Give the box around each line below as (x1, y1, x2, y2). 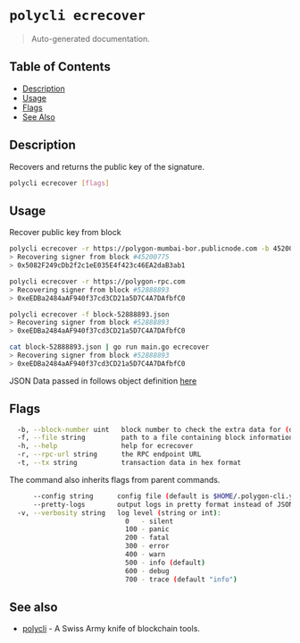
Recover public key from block (9, 227, 122, 238)
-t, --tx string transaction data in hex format (17, 459, 242, 468)
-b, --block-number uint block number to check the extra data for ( (17, 425, 290, 434)
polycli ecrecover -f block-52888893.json (9, 309, 170, 319)
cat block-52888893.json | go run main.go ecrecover (9, 343, 210, 351)
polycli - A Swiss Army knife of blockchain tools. (21, 623, 201, 634)
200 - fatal (124, 533, 170, 543)
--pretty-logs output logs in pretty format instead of (32, 500, 274, 509)
